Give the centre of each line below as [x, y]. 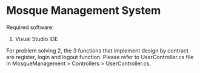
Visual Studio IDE [37, 39]
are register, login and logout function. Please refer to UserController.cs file [100, 57]
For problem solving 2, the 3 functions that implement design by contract [98, 50]
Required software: [30, 27]
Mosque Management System [84, 11]
